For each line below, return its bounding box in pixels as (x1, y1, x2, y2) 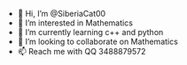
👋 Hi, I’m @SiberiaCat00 (17, 9, 106, 18)
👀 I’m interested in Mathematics (17, 18, 133, 28)
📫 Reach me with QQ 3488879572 (17, 47, 146, 56)
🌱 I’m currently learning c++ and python (17, 27, 164, 37)
